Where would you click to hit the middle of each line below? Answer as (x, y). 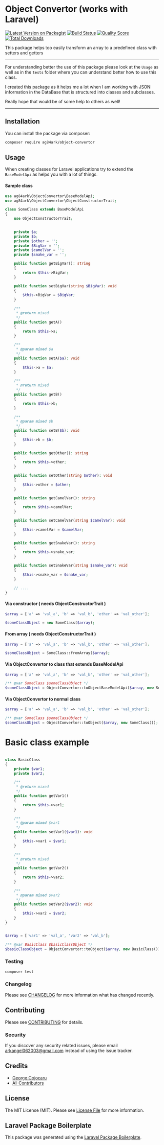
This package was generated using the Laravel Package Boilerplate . (73, 1137)
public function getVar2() (41, 868)
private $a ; (26, 232)
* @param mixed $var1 (38, 823)
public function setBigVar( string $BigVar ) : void (65, 286)
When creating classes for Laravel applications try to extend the (69, 169)
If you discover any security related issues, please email (61, 1045)
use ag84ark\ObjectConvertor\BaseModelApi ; (50, 196)
